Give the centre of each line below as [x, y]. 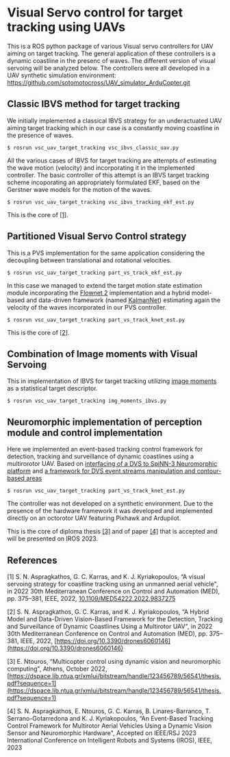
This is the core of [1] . [38, 214]
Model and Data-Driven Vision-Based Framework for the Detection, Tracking [115, 619]
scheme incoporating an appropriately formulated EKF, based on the [104, 182]
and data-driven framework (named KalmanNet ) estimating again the [124, 300]
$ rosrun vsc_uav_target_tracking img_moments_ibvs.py [87, 401]
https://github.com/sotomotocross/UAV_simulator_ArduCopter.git [99, 82]
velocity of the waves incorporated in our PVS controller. [87, 307]
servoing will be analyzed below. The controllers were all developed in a [108, 68]
